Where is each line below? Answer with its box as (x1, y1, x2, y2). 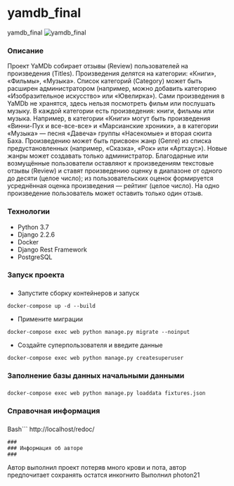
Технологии (7, 206, 51, 216)
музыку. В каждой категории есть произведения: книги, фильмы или (7, 107, 214, 116)
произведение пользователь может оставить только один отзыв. (7, 189, 203, 198)
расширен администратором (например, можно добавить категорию (7, 85, 216, 93)
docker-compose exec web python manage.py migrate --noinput (7, 329, 190, 336)
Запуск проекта (7, 270, 65, 280)
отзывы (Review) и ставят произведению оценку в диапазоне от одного (7, 167, 223, 175)
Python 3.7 (17, 223, 49, 231)
